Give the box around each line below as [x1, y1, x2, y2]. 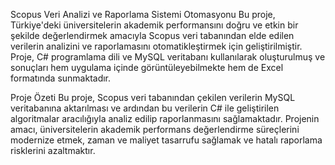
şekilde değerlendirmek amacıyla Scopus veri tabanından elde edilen [10, 30, 295, 41]
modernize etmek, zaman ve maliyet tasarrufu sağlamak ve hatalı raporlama [10, 134, 323, 146]
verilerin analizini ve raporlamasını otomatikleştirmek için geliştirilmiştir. [10, 40, 303, 52]
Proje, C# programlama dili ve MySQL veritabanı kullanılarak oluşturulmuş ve [10, 51, 326, 63]
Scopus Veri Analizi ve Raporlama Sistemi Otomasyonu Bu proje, [10, 9, 276, 20]
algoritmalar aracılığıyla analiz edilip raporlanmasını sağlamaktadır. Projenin [10, 113, 320, 124]
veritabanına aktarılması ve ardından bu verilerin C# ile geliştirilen [10, 102, 280, 114]
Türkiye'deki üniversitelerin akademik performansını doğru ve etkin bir [10, 19, 299, 31]
